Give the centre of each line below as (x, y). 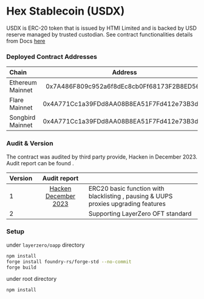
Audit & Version (30, 143)
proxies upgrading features (127, 204)
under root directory (32, 279)
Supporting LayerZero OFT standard (140, 213)
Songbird (22, 118)
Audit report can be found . (40, 163)
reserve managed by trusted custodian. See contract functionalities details (100, 34)
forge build (21, 267)
